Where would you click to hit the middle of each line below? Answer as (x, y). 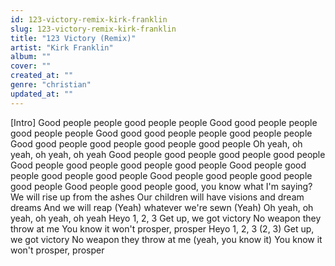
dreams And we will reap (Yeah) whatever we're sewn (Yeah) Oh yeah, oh (162, 207)
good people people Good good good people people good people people (161, 133)
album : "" (31, 57)
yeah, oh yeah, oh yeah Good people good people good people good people (168, 154)
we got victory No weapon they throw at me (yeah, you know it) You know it (166, 239)
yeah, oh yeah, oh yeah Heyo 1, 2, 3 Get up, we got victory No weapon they (166, 218)
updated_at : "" (42, 94)
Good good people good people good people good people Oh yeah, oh (156, 143)
